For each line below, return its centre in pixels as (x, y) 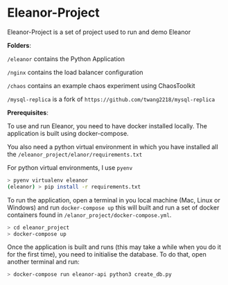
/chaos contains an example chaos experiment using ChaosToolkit (101, 85)
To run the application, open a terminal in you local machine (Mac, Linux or (114, 200)
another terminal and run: (43, 262)
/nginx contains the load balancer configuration (75, 72)
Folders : (19, 45)
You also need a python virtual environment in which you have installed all (113, 146)
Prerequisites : (28, 112)
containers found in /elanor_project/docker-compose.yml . (89, 215)
